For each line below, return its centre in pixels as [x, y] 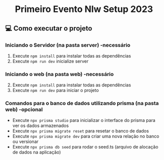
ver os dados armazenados [40, 125]
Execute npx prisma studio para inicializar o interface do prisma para [84, 120]
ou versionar [25, 141]
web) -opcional [24, 109]
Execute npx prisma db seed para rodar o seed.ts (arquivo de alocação [85, 147]
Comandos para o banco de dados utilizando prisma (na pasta [82, 103]
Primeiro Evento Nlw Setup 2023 [84, 9]
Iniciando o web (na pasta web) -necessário [59, 74]
